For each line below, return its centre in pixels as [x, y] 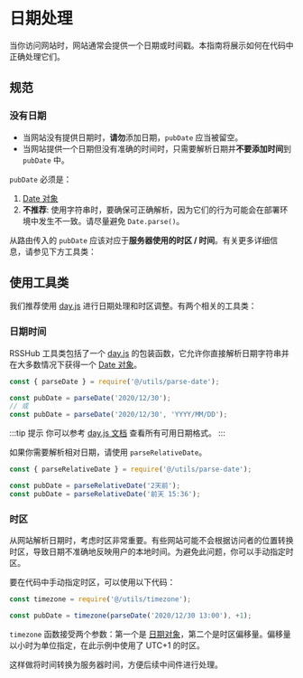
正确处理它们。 [37, 56]
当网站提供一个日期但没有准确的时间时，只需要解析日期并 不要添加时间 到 [156, 148]
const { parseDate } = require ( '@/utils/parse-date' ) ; [115, 381]
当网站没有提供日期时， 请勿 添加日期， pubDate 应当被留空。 [133, 137]
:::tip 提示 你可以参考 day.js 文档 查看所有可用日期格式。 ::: [117, 433]
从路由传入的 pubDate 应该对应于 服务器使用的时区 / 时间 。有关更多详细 [140, 240]
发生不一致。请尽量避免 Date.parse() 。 [111, 221]
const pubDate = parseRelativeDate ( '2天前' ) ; [95, 486]
